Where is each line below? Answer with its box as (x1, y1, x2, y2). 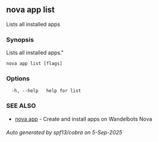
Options (6, 75, 30, 83)
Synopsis (6, 35, 34, 44)
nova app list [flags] (6, 61, 63, 67)
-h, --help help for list (11, 88, 82, 94)
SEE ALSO (6, 101, 36, 110)
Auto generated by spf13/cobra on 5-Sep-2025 (6, 129, 122, 136)
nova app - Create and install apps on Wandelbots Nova (14, 115, 153, 122)
